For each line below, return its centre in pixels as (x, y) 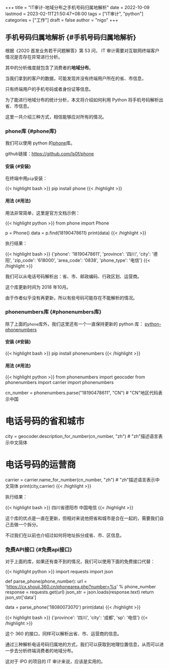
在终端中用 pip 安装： (26, 179)
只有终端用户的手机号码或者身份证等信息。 (49, 89)
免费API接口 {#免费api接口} (39, 550)
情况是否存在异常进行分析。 (34, 57)
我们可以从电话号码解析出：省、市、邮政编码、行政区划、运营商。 (73, 276)
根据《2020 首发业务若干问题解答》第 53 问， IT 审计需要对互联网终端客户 (82, 50)
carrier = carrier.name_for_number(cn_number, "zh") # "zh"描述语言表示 (80, 480)
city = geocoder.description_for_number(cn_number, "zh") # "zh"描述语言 (82, 436)
